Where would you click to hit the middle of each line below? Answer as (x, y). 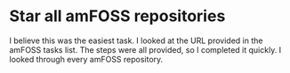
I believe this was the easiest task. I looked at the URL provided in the (136, 40)
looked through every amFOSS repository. (86, 59)
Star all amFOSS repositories (117, 16)
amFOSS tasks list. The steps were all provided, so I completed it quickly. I (145, 49)
